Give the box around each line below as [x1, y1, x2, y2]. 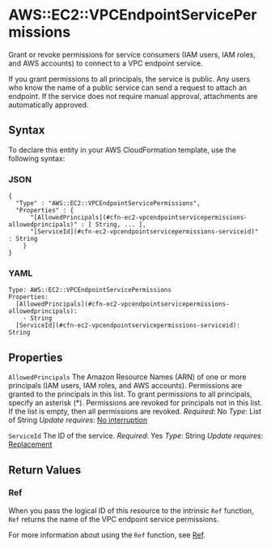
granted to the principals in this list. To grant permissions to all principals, [8, 389, 252, 399]
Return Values [8, 463, 82, 477]
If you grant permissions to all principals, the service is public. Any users [8, 74, 251, 83]
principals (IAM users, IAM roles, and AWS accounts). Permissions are [8, 381, 243, 391]
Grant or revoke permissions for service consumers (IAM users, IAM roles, [8, 49, 256, 59]
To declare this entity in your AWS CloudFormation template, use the [8, 144, 236, 155]
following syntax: [8, 153, 66, 163]
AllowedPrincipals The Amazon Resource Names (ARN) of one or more [8, 372, 247, 382]
